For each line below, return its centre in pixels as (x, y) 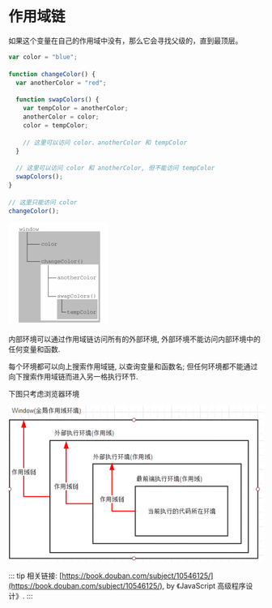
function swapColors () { (57, 100)
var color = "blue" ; (43, 57)
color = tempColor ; (56, 125)
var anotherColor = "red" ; (61, 83)
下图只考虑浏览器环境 (44, 393)
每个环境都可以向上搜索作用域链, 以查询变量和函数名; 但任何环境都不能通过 (133, 366)
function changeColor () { (52, 74)
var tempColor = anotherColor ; (76, 109)
